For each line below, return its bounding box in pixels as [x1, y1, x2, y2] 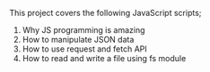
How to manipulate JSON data [22, 35, 135, 44]
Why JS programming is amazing [22, 25, 145, 35]
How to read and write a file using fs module [22, 53, 187, 63]
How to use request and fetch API [22, 44, 147, 54]
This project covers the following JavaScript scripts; [9, 8, 202, 18]
